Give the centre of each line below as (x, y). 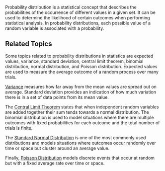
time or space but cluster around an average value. (57, 148)
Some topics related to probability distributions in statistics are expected (79, 56)
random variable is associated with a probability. (55, 28)
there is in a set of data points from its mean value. (57, 97)
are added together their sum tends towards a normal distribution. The (77, 112)
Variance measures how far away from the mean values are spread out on (81, 86)
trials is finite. (19, 128)
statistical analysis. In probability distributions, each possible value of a (78, 23)
